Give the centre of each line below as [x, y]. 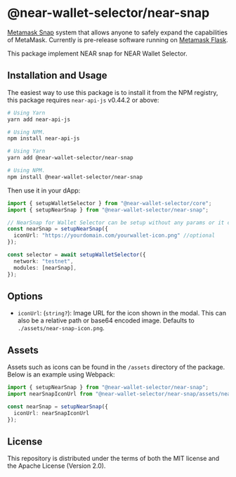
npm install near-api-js [44, 138]
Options [25, 296]
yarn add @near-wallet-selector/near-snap [70, 158]
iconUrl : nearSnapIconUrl [52, 413]
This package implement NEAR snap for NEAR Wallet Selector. [97, 53]
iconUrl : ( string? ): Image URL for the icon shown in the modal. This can [122, 313]
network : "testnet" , [44, 261]
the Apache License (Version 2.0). [57, 466]
